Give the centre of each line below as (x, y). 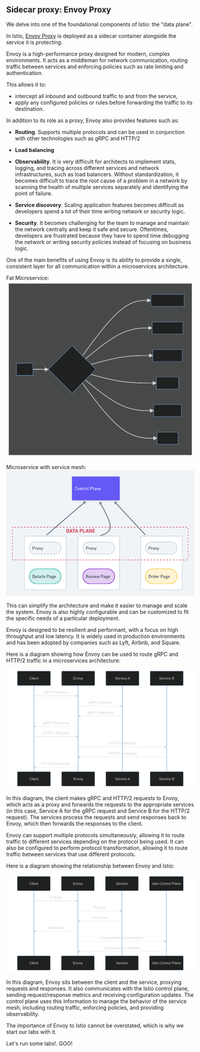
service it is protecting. (34, 42)
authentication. (25, 73)
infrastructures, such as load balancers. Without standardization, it (97, 174)
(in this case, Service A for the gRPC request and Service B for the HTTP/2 (98, 811)
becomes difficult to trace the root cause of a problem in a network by (101, 180)
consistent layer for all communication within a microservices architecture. (98, 266)
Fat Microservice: (28, 278)
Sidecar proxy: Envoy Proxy (59, 10)
